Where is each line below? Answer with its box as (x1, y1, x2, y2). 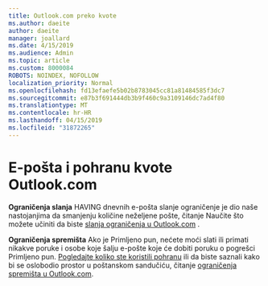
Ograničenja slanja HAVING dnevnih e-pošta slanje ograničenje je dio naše (8, 202, 258, 211)
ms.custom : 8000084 (8, 64, 74, 72)
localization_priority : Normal (8, 79, 113, 87)
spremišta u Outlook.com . (8, 268, 94, 278)
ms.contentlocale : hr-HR (8, 109, 92, 117)
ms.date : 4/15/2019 (8, 42, 74, 50)
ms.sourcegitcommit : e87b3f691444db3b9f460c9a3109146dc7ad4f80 (8, 94, 225, 102)
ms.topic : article (8, 57, 70, 65)
